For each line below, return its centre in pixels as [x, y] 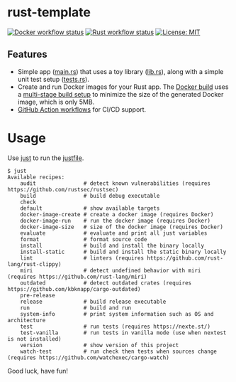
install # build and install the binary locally [112, 245]
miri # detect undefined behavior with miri [111, 270]
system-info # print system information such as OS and [117, 314]
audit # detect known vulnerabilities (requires [116, 183]
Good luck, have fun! [38, 371]
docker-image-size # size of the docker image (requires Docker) [122, 227]
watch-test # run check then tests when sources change [119, 351]
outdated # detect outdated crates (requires [106, 283]
